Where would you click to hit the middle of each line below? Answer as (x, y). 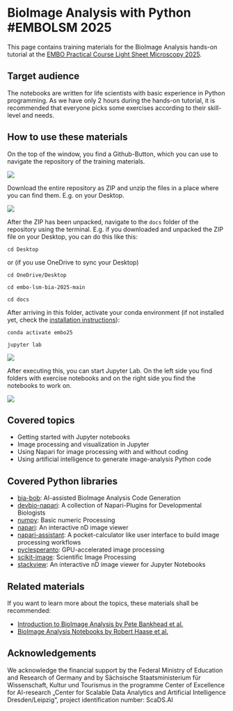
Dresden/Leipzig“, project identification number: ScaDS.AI (90, 700)
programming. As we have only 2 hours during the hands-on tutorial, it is (111, 100)
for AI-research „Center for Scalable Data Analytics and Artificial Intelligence (116, 692)
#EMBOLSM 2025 (59, 28)
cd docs (18, 299)
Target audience (43, 76)
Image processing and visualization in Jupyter (83, 444)
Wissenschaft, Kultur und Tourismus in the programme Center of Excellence (116, 685)
